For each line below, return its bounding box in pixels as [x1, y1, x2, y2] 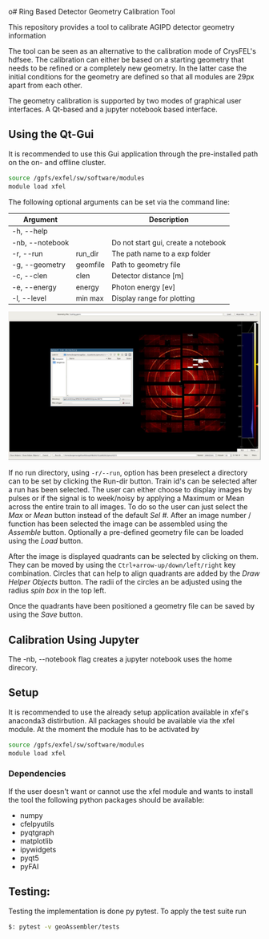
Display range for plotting [111, 293, 195, 303]
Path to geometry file [111, 260, 181, 269]
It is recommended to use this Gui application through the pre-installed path [8, 148, 259, 159]
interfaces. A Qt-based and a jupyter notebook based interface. [8, 104, 218, 114]
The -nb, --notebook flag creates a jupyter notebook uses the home [8, 654, 233, 664]
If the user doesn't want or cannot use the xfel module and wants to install [8, 786, 254, 796]
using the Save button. [8, 609, 83, 620]
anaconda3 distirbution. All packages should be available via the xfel [8, 715, 235, 725]
